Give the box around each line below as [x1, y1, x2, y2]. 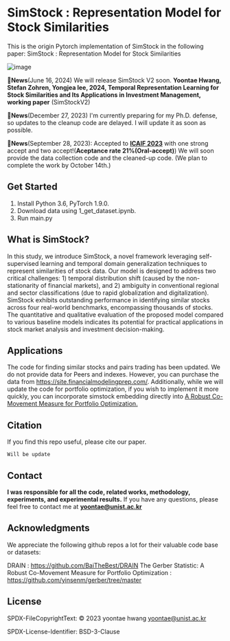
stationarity [7, 281, 39, 289]
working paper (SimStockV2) [7, 98, 91, 106]
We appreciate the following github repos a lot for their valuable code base [7, 541, 218, 549]
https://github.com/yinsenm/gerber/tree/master [7, 576, 142, 584]
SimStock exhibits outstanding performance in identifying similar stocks [7, 295, 210, 304]
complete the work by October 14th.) [7, 161, 111, 169]
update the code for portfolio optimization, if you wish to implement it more [7, 385, 219, 393]
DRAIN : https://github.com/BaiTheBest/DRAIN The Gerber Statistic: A [7, 561, 205, 570]
